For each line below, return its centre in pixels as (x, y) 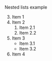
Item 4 (18, 54)
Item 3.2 (28, 49)
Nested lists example (26, 7)
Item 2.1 (27, 27)
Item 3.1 (27, 43)
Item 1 (18, 17)
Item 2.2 (28, 33)
